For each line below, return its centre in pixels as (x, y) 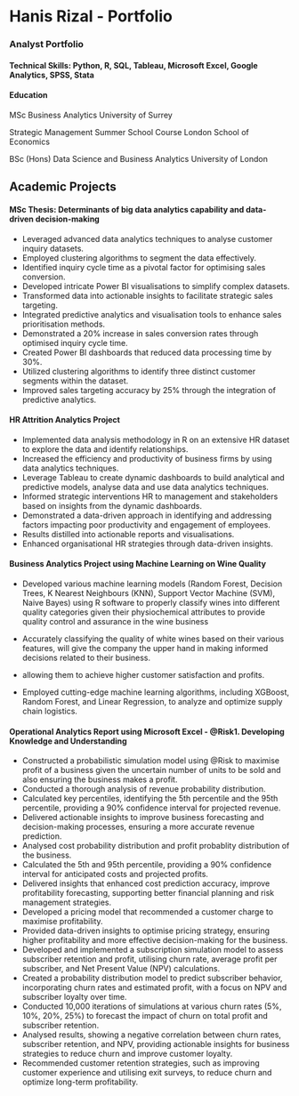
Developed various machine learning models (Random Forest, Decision (152, 584)
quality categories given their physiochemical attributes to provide (143, 612)
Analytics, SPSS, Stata (52, 75)
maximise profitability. (63, 922)
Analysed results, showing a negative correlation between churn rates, (152, 1035)
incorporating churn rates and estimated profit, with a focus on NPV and (154, 987)
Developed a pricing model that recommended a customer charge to (148, 912)
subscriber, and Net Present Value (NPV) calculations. (121, 969)
